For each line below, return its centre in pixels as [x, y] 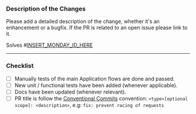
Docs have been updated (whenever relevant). [70, 92]
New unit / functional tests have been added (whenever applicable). [96, 85]
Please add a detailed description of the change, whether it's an [83, 22]
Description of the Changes [46, 9]
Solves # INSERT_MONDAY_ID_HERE [50, 45]
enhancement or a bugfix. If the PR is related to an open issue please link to [97, 27]
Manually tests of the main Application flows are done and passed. [94, 78]
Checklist [20, 66]
